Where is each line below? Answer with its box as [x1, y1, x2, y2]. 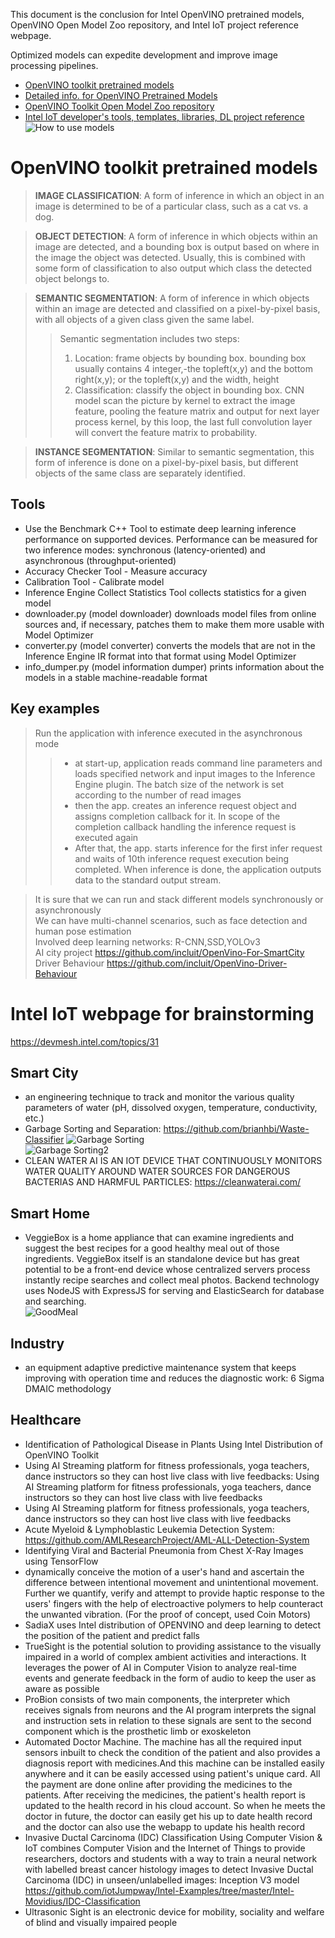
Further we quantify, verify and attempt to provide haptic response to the [24, 1587, 326, 1599]
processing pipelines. [10, 60, 99, 71]
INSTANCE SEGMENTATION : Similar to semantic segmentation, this [34, 445, 315, 458]
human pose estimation [34, 925, 132, 937]
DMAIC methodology [24, 1382, 112, 1394]
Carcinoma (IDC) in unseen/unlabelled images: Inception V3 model [24, 1874, 300, 1886]
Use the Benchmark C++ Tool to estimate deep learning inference [24, 522, 297, 534]
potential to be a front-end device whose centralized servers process [24, 1264, 311, 1276]
